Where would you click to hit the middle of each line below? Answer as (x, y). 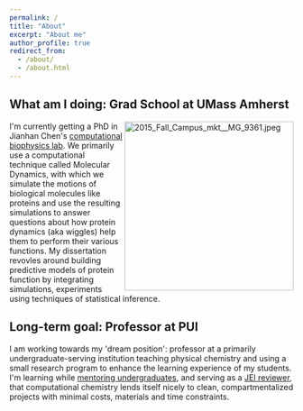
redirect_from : (38, 51)
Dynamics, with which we (57, 174)
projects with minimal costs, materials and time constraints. (119, 397)
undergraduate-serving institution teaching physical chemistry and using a (148, 358)
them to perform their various (64, 241)
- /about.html (44, 68)
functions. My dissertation (58, 251)
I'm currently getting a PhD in (64, 126)
